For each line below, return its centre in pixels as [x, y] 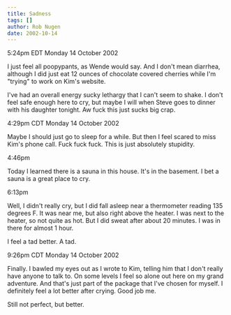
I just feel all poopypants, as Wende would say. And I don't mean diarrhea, [114, 66]
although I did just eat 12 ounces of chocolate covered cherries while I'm [112, 74]
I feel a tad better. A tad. [42, 242]
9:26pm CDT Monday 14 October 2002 [63, 255]
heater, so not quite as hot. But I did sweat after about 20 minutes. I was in [114, 221]
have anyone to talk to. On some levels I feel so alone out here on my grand [115, 276]
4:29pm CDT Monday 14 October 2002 [64, 124]
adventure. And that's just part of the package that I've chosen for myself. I [115, 284]
